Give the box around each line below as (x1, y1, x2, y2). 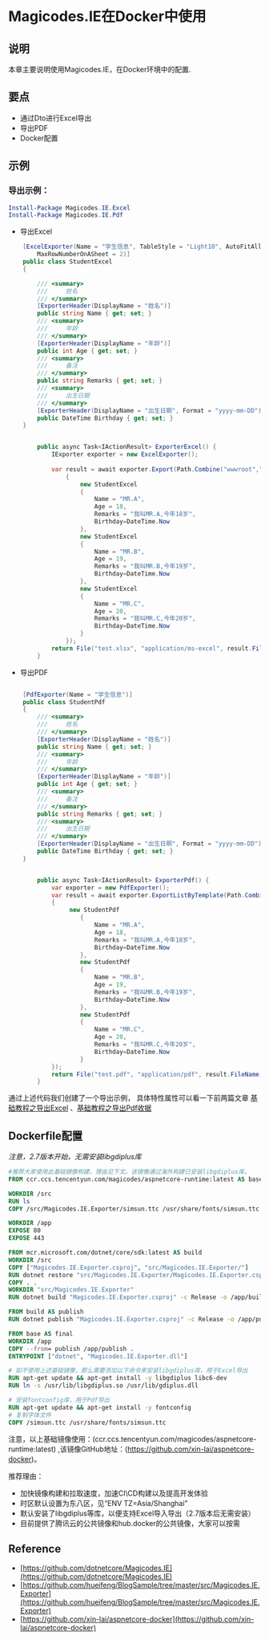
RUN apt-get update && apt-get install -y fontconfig (8, 1403, 192, 1411)
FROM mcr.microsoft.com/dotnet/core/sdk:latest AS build (8, 1249, 203, 1257)
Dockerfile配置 (8, 1129, 83, 1142)
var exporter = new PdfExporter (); (50, 884, 171, 892)
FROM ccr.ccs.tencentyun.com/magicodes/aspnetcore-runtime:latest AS (8, 1175, 246, 1183)
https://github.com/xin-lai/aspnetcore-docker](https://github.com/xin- (22, 1614, 255, 1624)
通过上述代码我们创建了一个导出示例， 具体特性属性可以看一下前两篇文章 (8, 1093, 249, 1103)
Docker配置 (19, 133, 58, 143)
